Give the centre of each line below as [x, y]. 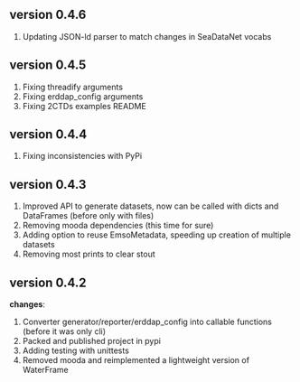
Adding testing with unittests [75, 350]
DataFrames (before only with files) [88, 216]
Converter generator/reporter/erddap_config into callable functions [147, 322]
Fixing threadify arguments [73, 87]
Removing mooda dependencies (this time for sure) [118, 226]
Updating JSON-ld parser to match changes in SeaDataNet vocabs [147, 36]
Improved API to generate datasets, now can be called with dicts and [150, 206]
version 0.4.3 [48, 184]
